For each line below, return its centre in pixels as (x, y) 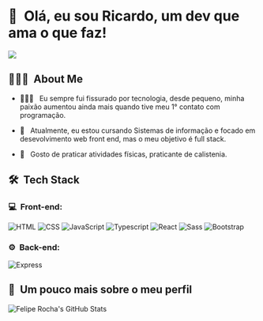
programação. (43, 115)
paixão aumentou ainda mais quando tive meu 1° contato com (120, 107)
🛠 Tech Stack (44, 180)
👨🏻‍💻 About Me (45, 79)
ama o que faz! (58, 33)
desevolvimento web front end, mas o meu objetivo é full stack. (123, 138)
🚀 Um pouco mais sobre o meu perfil (100, 290)
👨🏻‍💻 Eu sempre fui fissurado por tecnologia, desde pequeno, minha (132, 98)
